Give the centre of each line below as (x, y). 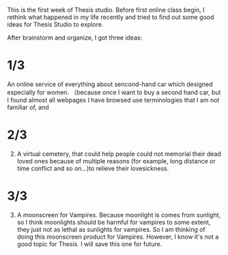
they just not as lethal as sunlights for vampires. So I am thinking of (111, 229)
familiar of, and (28, 107)
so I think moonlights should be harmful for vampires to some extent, (114, 222)
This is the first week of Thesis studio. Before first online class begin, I (106, 10)
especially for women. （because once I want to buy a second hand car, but (114, 92)
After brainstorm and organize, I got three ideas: (75, 38)
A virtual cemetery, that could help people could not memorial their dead (119, 154)
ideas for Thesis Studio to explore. (55, 24)
